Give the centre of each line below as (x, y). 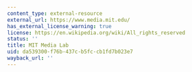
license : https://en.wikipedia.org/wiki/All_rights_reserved (96, 33)
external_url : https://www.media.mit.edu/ (69, 20)
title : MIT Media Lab (38, 45)
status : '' (23, 39)
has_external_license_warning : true (59, 26)
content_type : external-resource (55, 13)
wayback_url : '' (30, 58)
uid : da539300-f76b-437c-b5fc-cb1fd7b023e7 (70, 52)
